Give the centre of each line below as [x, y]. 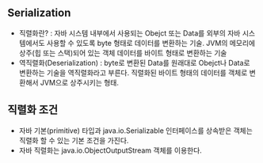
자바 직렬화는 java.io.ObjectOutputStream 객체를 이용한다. [111, 150]
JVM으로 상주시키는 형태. [80, 82]
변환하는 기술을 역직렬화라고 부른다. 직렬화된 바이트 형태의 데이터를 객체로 [133, 72]
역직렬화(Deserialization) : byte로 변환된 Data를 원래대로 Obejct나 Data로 [134, 63]
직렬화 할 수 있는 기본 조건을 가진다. [74, 140]
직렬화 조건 [33, 110]
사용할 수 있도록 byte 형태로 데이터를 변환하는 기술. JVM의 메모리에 [151, 43]
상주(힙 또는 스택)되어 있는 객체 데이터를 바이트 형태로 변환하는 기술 [123, 53]
